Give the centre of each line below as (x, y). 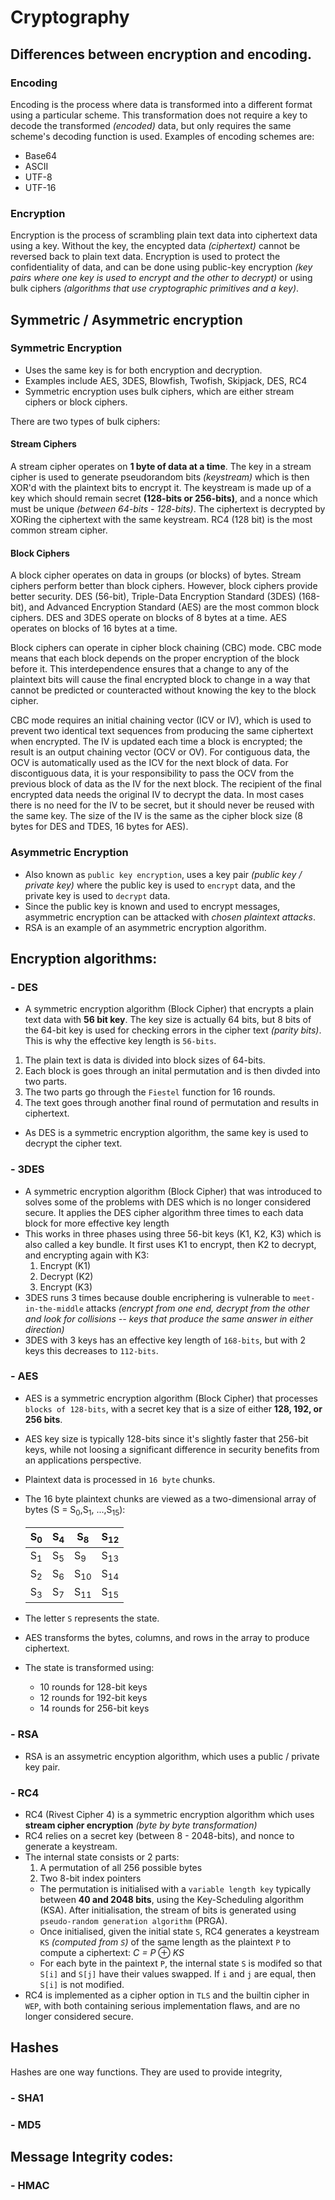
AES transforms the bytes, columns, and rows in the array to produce (167, 1638)
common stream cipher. (59, 530)
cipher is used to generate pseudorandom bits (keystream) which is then (160, 477)
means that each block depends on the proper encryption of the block (155, 658)
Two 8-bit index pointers (90, 1878)
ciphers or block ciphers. (76, 402)
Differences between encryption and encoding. (161, 54)
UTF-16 (40, 187)
